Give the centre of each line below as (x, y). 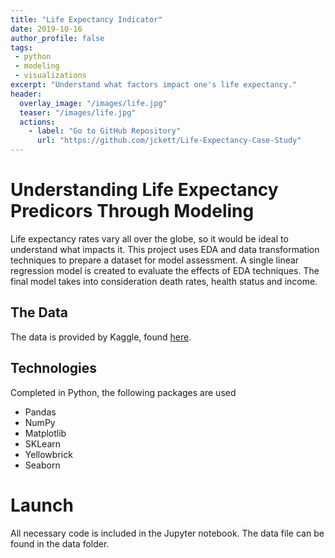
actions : (37, 122)
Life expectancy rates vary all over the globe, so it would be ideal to (149, 238)
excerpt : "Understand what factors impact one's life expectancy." (154, 85)
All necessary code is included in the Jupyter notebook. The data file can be (167, 533)
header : (26, 94)
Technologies (54, 368)
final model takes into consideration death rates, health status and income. (164, 281)
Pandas (40, 412)
